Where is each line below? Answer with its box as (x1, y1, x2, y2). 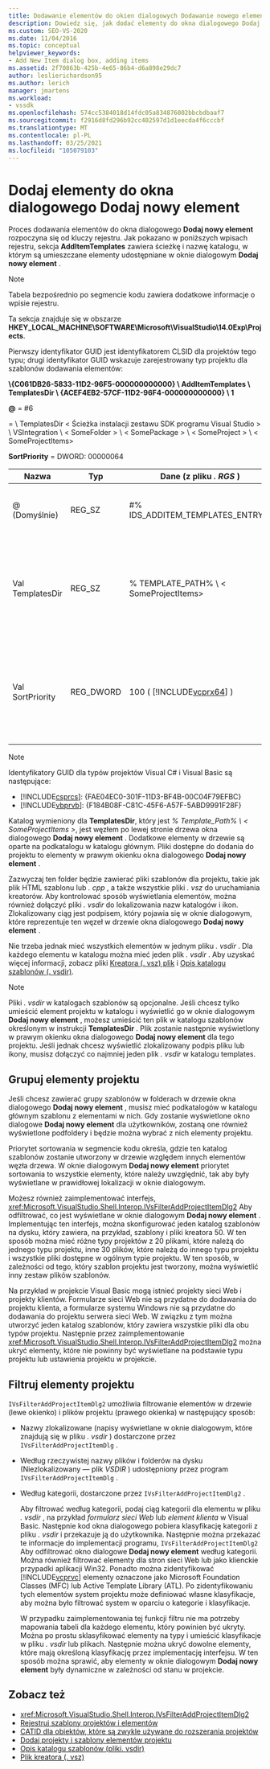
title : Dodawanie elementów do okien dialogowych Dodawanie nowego (8, 11, 239, 20)
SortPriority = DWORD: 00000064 (8, 452, 125, 462)
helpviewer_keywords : (8, 49, 81, 57)
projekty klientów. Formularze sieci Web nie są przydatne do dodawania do (8, 1295, 257, 1304)
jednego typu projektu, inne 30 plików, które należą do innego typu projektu (8, 1245, 259, 1254)
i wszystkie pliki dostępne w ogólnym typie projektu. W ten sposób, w (8, 1254, 239, 1263)
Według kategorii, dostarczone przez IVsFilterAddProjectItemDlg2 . (19, 1488, 246, 1498)
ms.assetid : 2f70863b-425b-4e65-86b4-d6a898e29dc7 (8, 64, 182, 72)
